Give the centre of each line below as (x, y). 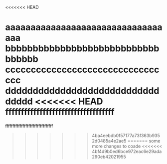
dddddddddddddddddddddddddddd (82, 91)
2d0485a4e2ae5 (109, 141)
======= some (144, 141)
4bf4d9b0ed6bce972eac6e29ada (127, 151)
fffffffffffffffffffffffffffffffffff (60, 112)
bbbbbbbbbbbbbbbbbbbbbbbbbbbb (82, 49)
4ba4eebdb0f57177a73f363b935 (126, 135)
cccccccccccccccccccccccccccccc (82, 70)
